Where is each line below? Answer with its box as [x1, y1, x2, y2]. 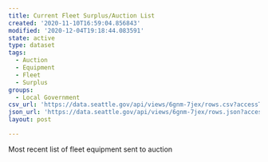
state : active [8, 34, 56, 42]
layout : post [8, 116, 52, 124]
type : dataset [8, 41, 56, 49]
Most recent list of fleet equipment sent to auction [8, 144, 173, 154]
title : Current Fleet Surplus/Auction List [8, 11, 156, 20]
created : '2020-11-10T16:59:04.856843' [8, 19, 141, 27]
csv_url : [8, 101, 37, 109]
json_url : [8, 109, 41, 117]
